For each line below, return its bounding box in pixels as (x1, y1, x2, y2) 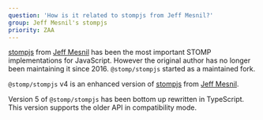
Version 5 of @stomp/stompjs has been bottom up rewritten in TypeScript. (8, 95, 245, 104)
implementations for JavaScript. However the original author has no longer (8, 56, 251, 65)
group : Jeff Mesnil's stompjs (8, 19, 108, 27)
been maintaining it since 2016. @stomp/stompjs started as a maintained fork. (8, 64, 256, 74)
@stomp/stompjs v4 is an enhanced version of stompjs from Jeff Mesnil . (8, 79, 239, 89)
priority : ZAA (8, 26, 55, 34)
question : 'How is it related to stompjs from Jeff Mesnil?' (8, 11, 214, 20)
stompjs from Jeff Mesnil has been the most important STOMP (8, 48, 212, 57)
